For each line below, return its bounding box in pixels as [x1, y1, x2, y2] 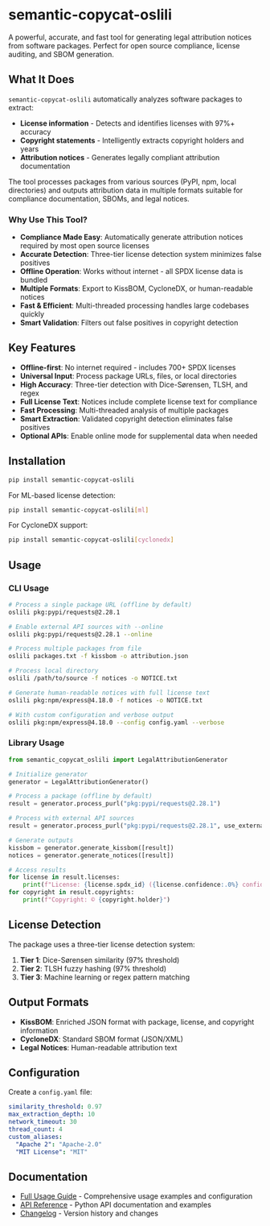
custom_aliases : [8, 1133, 63, 1141]
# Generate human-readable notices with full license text [8, 689, 211, 697]
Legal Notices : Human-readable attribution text [19, 1042, 178, 1052]
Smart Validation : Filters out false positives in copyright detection [19, 318, 239, 328]
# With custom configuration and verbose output [8, 710, 174, 719]
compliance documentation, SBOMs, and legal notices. [8, 193, 190, 203]
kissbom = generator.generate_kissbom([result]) [8, 843, 174, 851]
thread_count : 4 [8, 1125, 63, 1133]
